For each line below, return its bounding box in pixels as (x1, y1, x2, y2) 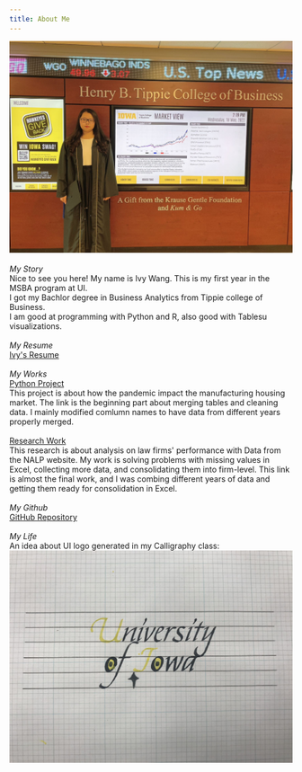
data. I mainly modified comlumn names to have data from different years (9, 407, 281, 418)
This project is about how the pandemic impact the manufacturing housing (9, 387, 286, 399)
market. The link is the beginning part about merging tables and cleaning (9, 397, 279, 408)
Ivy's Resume (9, 350, 60, 360)
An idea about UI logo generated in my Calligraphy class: (9, 540, 220, 552)
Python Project (9, 378, 65, 389)
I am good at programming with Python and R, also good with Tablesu (9, 311, 268, 323)
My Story (9, 263, 43, 274)
